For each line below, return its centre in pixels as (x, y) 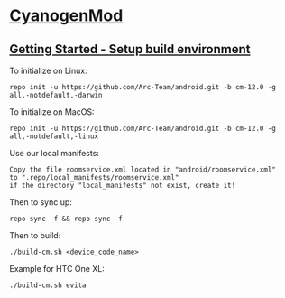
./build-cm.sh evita (48, 285)
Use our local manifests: (54, 153)
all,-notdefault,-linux (54, 136)
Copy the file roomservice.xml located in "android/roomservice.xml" (143, 170)
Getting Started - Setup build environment (130, 49)
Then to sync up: (41, 202)
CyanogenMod (66, 16)
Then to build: (35, 235)
